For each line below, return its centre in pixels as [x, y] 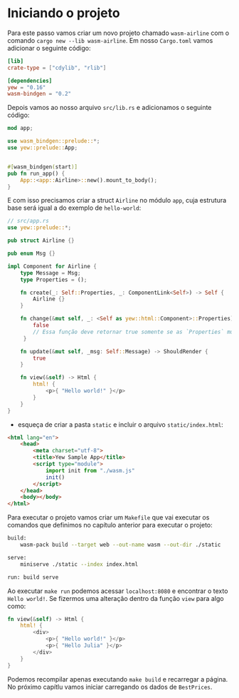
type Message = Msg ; [51, 273]
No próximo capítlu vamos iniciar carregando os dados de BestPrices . [110, 687]
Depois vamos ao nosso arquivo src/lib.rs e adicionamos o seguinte [110, 108]
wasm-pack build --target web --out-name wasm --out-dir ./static [121, 545]
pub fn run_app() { [36, 173]
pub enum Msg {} [31, 254]
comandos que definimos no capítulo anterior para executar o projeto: [110, 525]
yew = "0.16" [27, 87]
